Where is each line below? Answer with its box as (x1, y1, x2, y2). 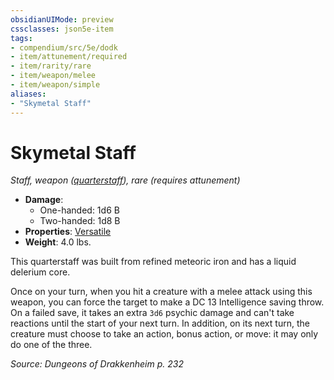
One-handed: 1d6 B (39, 204, 120, 216)
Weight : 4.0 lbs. (24, 236, 92, 248)
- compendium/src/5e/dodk (10, 42, 118, 53)
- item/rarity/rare (10, 61, 92, 71)
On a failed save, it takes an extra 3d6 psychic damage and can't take (10, 307, 295, 319)
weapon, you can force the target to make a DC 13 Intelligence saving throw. (10, 296, 325, 308)
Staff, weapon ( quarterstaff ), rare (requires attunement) (10, 174, 241, 186)
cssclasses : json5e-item (10, 24, 114, 34)
